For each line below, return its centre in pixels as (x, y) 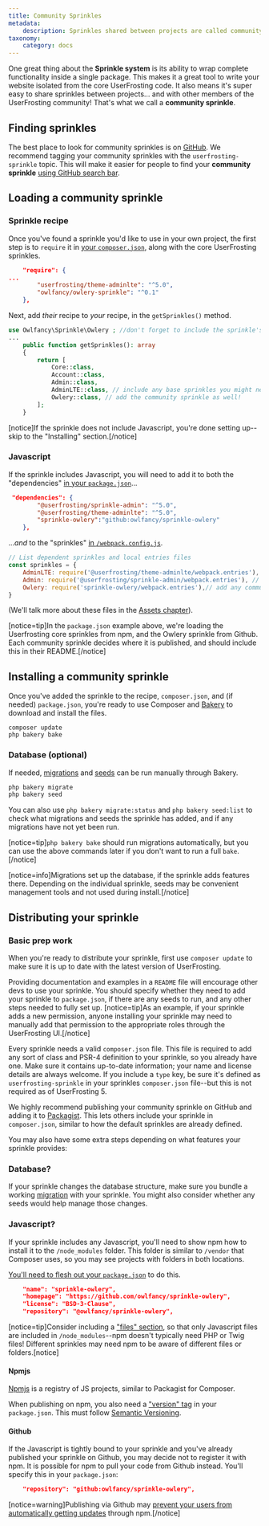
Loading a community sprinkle (86, 198)
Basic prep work (41, 940)
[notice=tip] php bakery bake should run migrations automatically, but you (129, 843)
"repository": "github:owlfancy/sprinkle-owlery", (109, 1489)
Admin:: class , (74, 382)
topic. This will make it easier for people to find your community (145, 164)
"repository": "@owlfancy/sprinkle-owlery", (98, 1312)
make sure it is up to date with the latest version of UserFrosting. (115, 966)
